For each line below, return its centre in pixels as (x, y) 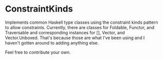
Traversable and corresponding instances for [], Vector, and (65, 32)
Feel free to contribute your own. (38, 52)
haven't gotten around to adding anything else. (52, 43)
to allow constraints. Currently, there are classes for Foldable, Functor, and (80, 27)
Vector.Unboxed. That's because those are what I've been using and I (75, 38)
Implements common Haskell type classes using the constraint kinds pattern (81, 22)
